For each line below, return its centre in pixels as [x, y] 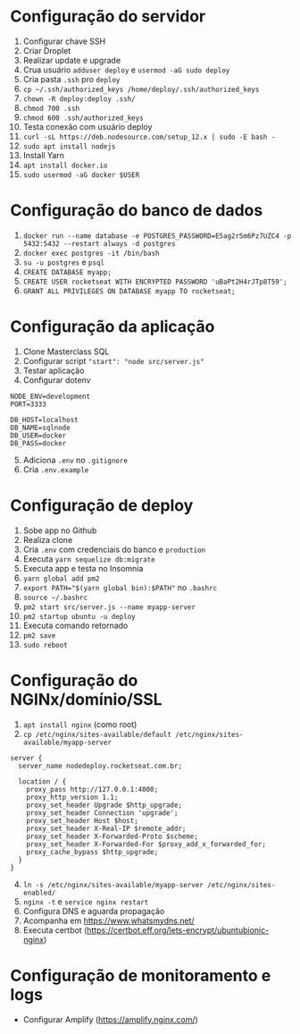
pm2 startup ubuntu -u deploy [79, 616]
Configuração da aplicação [112, 327]
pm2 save [39, 636]
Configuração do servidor [108, 17]
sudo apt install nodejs [69, 146]
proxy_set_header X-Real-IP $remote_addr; [106, 828]
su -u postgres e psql [64, 262]
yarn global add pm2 [61, 579]
